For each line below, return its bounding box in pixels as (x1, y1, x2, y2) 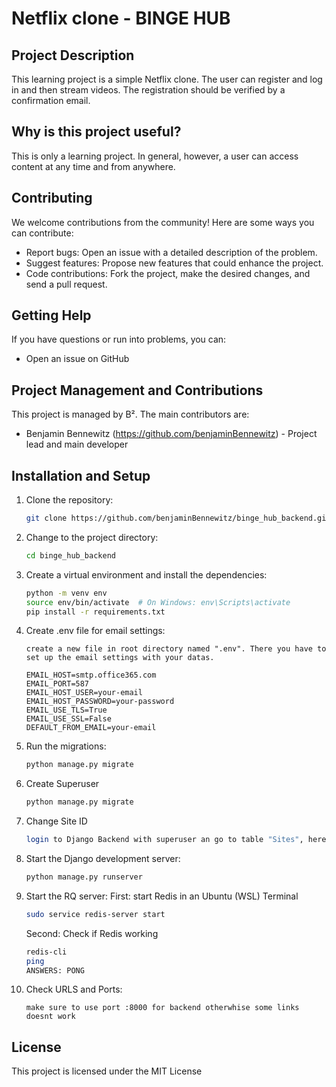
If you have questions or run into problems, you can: (11, 333, 227, 346)
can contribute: (11, 227, 74, 239)
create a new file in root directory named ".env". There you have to (25, 644, 327, 654)
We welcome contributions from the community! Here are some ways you (11, 216, 315, 228)
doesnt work (25, 1012, 76, 1022)
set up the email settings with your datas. (25, 653, 215, 663)
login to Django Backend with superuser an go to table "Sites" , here (25, 835, 327, 845)
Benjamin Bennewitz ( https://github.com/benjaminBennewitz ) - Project (25, 428, 318, 440)
